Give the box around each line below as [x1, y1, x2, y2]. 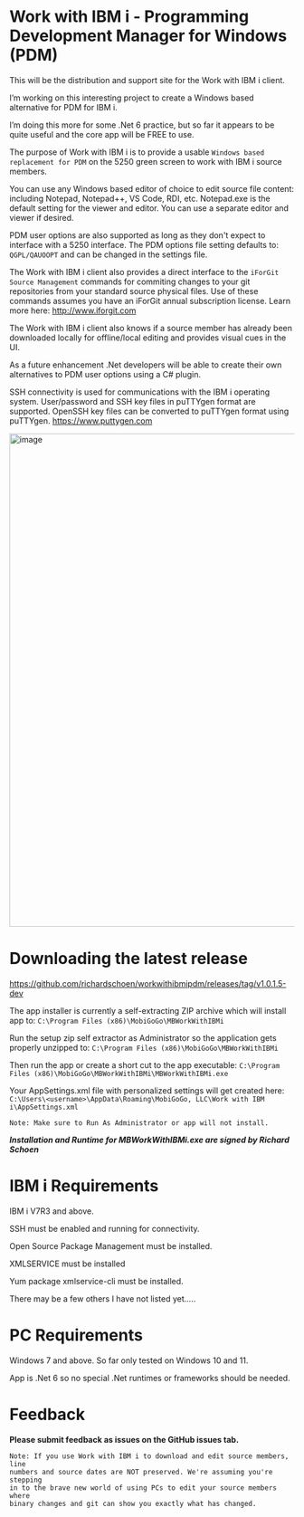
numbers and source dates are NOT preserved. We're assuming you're [9, 1467, 273, 1476]
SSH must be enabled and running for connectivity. [9, 1223, 201, 1234]
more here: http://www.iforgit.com [9, 305, 137, 316]
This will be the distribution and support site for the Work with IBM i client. [9, 74, 285, 85]
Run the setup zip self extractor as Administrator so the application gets [9, 1032, 278, 1043]
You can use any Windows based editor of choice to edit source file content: [9, 183, 295, 194]
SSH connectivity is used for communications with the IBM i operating [9, 386, 271, 397]
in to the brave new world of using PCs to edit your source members [9, 1483, 278, 1493]
